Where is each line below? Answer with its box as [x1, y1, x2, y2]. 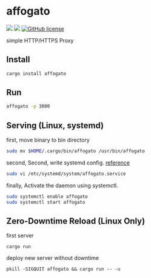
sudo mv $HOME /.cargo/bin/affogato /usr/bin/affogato [6, 148, 146, 154]
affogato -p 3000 [6, 103, 50, 110]
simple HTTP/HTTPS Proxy [6, 36, 74, 44]
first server [6, 232, 34, 239]
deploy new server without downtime [6, 254, 99, 262]
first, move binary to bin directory [6, 137, 90, 144]
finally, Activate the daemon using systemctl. [6, 181, 118, 189]
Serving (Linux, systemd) [6, 120, 104, 131]
